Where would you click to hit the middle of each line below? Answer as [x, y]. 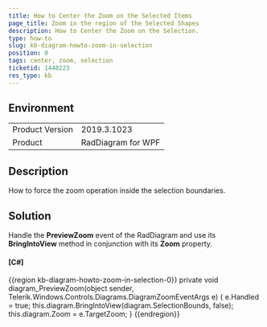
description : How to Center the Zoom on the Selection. [104, 31]
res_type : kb [30, 76]
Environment [41, 108]
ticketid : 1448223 [39, 68]
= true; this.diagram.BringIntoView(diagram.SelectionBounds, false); [121, 305]
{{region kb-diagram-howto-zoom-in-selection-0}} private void [113, 280]
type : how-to [30, 38]
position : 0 [28, 53]
